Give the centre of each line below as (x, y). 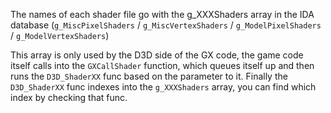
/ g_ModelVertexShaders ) (60, 35)
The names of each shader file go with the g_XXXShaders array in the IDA (162, 14)
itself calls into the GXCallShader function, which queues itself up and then (162, 65)
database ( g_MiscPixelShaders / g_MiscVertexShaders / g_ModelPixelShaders (166, 25)
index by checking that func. (69, 97)
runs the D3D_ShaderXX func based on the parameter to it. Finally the (149, 76)
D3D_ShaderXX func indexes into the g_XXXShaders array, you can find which (163, 87)
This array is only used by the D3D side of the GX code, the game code (157, 55)
